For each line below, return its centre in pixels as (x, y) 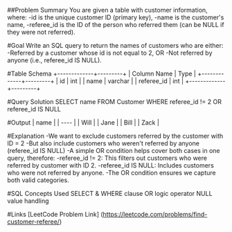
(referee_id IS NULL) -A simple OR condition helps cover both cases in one (114, 151)
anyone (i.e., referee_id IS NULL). (54, 60)
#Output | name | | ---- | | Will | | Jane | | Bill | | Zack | (83, 123)
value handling (28, 201)
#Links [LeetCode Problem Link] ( (55, 214)
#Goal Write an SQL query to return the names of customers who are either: (115, 45)
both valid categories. (38, 180)
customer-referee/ (34, 222)
